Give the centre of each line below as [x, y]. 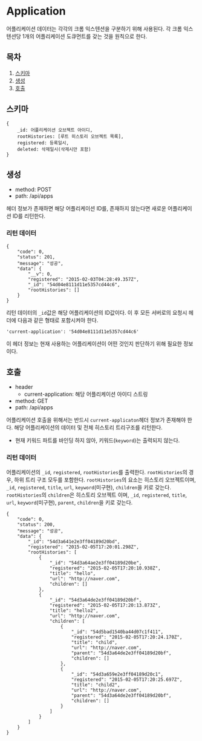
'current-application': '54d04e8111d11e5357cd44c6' [73, 332]
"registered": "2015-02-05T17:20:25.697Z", [127, 679]
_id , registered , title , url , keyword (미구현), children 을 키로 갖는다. [89, 487]
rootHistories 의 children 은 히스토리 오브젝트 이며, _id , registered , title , [97, 495]
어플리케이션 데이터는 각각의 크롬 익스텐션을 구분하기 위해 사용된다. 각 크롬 [94, 29]
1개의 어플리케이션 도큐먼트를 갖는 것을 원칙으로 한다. [85, 36]
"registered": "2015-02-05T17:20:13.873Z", [105, 605]
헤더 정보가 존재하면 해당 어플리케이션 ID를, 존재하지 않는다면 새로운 [86, 209]
